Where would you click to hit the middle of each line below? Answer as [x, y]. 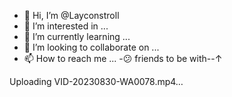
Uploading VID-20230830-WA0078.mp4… [96, 81]
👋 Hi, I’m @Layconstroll [71, 15]
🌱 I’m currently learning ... [77, 36]
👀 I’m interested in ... [66, 26]
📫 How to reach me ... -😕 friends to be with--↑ [123, 58]
